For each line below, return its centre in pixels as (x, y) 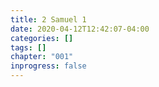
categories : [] (42, 38)
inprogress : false (48, 66)
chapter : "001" (42, 57)
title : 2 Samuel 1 (48, 19)
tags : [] (28, 47)
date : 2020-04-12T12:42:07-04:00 (80, 29)
